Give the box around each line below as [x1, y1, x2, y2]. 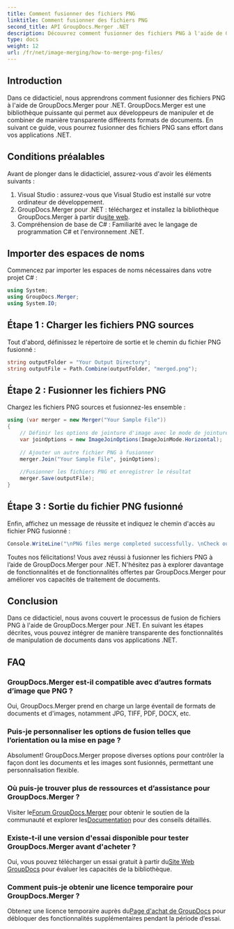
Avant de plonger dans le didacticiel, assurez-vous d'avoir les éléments [7, 169, 212, 178]
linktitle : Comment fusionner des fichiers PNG [7, 17, 148, 24]
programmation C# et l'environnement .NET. [17, 228, 145, 236]
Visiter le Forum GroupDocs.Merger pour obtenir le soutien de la [7, 808, 190, 817]
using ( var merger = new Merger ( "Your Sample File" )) [7, 417, 167, 424]
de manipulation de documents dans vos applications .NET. [7, 636, 178, 644]
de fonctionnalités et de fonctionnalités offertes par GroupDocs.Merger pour [7, 567, 226, 576]
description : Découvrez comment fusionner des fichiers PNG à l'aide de [7, 29, 223, 37]
